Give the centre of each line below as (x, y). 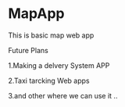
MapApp (36, 14)
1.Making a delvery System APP (59, 65)
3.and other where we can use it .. (63, 95)
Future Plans (28, 50)
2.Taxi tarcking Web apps (49, 80)
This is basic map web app (51, 35)
